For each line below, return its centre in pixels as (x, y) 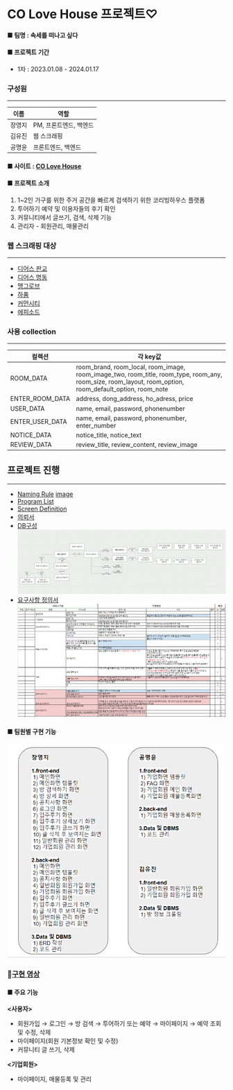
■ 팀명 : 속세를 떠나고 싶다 (43, 35)
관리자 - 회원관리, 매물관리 (53, 225)
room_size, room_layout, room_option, (130, 382)
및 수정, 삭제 (34, 1032)
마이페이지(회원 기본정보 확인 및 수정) (68, 1041)
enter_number (96, 425)
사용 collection (32, 332)
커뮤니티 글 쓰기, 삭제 (46, 1050)
